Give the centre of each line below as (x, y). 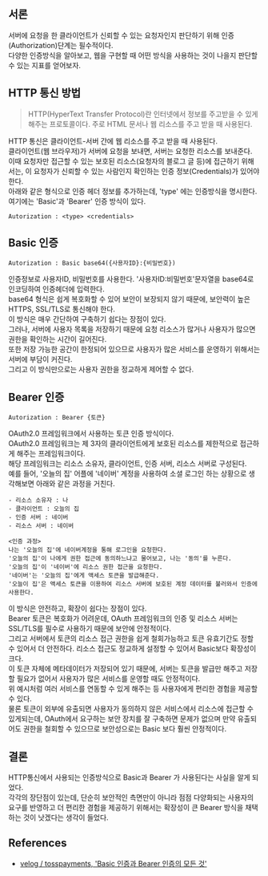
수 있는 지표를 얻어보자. (45, 65)
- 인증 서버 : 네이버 (38, 517)
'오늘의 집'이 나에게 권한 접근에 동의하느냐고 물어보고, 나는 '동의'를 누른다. (120, 559)
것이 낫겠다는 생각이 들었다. (66, 817)
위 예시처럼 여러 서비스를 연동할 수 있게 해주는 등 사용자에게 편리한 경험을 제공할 (133, 689)
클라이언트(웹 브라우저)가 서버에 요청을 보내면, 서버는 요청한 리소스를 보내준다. (130, 151)
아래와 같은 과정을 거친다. (75, 484)
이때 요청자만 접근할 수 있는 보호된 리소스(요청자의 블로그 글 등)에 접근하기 (124, 161)
